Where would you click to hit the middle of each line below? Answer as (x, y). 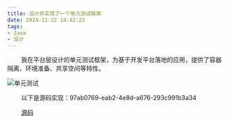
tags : (15, 26)
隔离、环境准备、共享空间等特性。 (56, 68)
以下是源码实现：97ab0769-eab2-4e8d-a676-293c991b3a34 (108, 98)
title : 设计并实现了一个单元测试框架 (54, 13)
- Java (17, 33)
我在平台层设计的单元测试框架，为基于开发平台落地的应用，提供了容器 (121, 60)
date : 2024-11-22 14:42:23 (46, 20)
